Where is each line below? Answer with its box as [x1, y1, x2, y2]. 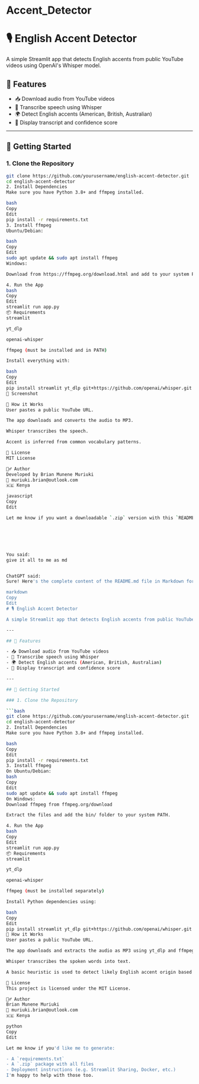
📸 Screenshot [6, 390, 38, 396]
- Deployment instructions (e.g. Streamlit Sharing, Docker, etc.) [6, 1067, 176, 1073]
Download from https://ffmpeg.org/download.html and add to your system [6, 271, 190, 277]
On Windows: [6, 796, 36, 802]
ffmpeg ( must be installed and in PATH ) [6, 347, 108, 353]
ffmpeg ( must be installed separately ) [6, 888, 105, 894]
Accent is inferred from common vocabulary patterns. [6, 439, 142, 445]
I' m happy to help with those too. [6, 1072, 94, 1079]
